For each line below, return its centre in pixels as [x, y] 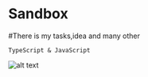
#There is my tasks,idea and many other [74, 36]
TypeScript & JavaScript [49, 50]
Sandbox [39, 14]
